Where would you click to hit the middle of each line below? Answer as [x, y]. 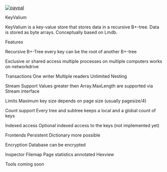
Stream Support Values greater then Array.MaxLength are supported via [79, 86]
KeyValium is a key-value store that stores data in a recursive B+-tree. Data [82, 27]
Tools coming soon [25, 164]
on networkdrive [22, 67]
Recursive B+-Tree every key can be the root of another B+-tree [71, 52]
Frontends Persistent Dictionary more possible [53, 135]
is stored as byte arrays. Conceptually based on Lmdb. [61, 32]
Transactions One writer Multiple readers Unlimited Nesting [66, 76]
